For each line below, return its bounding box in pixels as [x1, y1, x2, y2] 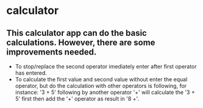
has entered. [15, 69, 48, 76]
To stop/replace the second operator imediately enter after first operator [15, 63, 197, 70]
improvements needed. [6, 47, 97, 57]
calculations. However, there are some [6, 37, 155, 47]
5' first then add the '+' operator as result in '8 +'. [15, 95, 139, 102]
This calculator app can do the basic [6, 28, 148, 38]
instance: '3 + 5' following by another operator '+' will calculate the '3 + [15, 89, 195, 96]
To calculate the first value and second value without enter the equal [15, 76, 188, 83]
